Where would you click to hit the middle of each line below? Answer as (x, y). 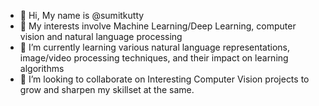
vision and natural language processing (101, 36)
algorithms (42, 68)
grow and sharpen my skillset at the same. (107, 89)
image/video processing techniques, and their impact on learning (154, 58)
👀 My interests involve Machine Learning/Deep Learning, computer (158, 26)
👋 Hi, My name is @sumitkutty (82, 15)
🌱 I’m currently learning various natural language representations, (155, 47)
